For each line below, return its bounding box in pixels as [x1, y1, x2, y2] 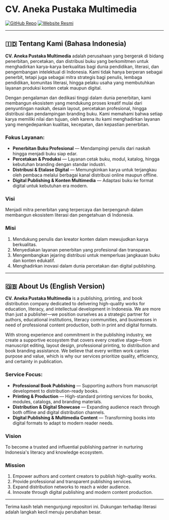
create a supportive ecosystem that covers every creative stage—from [5, 337, 152, 343]
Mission [5, 462, 25, 469]
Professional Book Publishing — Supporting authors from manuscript [12, 382, 158, 388]
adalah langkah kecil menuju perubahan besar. [5, 509, 102, 515]
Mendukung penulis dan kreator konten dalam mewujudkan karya [12, 236, 148, 242]
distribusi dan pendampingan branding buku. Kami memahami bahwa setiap [5, 111, 163, 117]
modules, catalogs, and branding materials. [12, 398, 103, 404]
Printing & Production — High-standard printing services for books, [12, 393, 153, 399]
